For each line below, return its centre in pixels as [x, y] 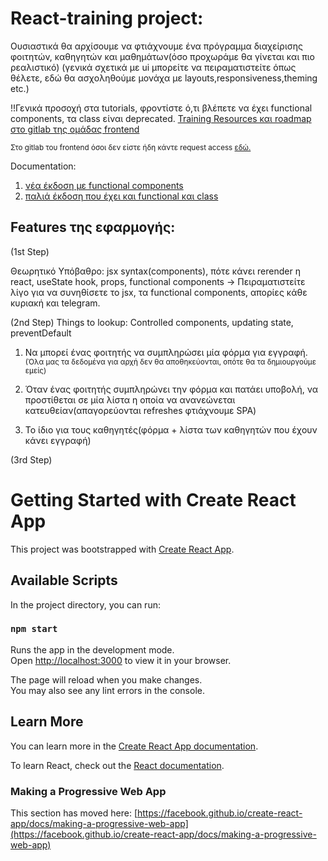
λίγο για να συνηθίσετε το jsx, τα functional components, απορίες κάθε [159, 292]
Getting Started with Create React [153, 499]
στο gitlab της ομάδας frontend [75, 129]
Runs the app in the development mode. [92, 649]
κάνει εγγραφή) [58, 440]
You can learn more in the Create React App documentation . [134, 746]
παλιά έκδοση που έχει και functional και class [121, 196]
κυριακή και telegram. [55, 303]
